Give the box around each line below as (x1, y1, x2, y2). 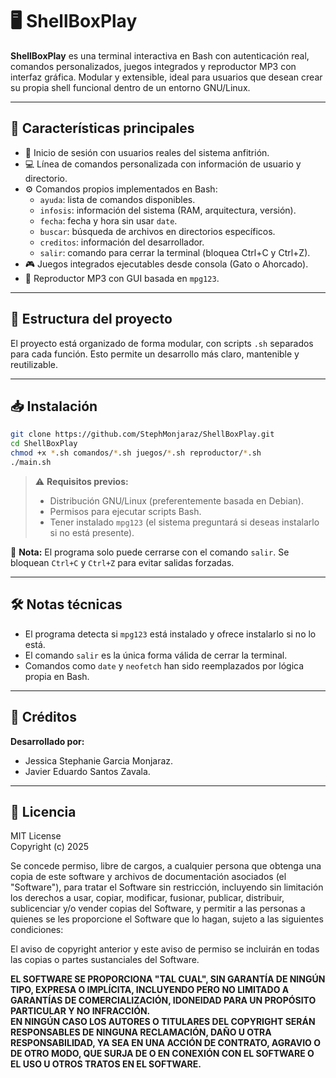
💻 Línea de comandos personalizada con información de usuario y (24, 158, 302, 170)
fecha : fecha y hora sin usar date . (39, 214, 178, 227)
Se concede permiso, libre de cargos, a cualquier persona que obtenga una (10, 860, 322, 872)
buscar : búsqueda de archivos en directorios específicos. (39, 225, 276, 237)
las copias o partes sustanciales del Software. (10, 954, 200, 966)
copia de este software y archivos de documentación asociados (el (10, 871, 287, 883)
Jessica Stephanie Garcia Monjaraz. (24, 754, 174, 767)
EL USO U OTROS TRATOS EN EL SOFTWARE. (10, 1058, 202, 1070)
